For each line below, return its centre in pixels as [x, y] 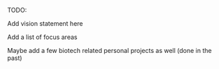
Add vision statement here [45, 23]
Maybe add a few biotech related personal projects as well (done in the [109, 51]
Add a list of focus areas [42, 37]
